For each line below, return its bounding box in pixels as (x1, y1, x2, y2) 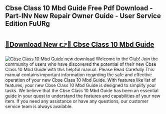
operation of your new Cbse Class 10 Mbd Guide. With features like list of (5, 77, 156, 83)
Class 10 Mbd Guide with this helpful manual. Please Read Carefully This (5, 67, 154, 72)
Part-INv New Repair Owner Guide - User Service (5, 12, 161, 20)
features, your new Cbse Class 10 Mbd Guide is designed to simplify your (5, 82, 156, 88)
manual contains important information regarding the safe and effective (5, 72, 152, 78)
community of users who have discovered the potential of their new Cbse (5, 61, 156, 67)
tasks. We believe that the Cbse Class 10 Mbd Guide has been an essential (5, 88, 159, 94)
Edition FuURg (5, 19, 50, 28)
